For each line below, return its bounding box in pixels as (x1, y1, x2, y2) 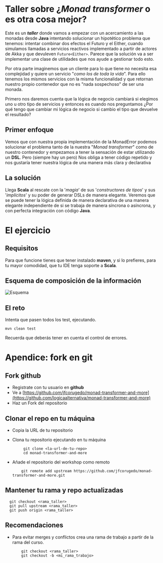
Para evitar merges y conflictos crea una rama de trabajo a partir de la (12, 534, 154, 540)
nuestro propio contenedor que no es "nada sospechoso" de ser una (5, 81, 144, 87)
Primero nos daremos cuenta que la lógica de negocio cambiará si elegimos (5, 96, 158, 101)
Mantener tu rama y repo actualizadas (5, 486, 124, 494)
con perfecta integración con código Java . (5, 207, 92, 214)
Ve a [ (12, 390, 24, 395)
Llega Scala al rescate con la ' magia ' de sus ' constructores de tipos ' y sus (5, 187, 156, 193)
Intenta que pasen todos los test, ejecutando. (5, 317, 96, 323)
